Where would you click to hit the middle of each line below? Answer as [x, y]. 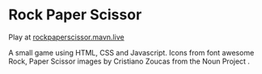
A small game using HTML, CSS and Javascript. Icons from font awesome [131, 52]
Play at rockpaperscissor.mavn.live [66, 37]
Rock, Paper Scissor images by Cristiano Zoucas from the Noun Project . [129, 61]
